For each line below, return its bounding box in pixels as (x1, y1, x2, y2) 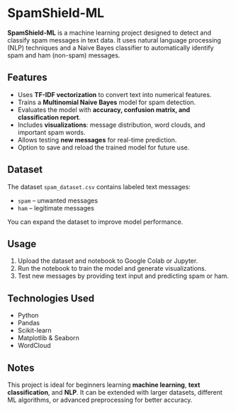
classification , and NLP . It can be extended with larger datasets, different (7, 388, 223, 396)
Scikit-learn (17, 326, 52, 334)
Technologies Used (7, 292, 94, 304)
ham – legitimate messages (17, 203, 94, 212)
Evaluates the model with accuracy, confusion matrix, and (17, 105, 191, 114)
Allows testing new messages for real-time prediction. (17, 135, 177, 144)
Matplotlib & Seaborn (17, 334, 79, 342)
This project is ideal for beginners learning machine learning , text (7, 381, 201, 389)
